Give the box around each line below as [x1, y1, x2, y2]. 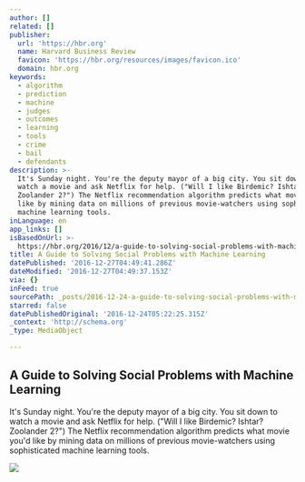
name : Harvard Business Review [17, 47, 136, 56]
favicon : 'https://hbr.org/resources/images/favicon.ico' [17, 55, 242, 65]
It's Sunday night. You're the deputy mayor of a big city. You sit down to [9, 406, 279, 417]
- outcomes [17, 115, 59, 124]
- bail [17, 148, 43, 157]
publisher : [9, 30, 51, 39]
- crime [17, 140, 47, 149]
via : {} [9, 276, 39, 285]
